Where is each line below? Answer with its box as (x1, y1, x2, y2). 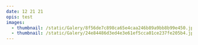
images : (6, 19, 25, 25)
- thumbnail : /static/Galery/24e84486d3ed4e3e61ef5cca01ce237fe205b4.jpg (11, 30, 196, 36)
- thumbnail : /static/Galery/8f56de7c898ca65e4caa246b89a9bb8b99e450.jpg (11, 25, 196, 31)
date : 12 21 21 (6, 8, 44, 15)
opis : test (6, 14, 33, 20)
